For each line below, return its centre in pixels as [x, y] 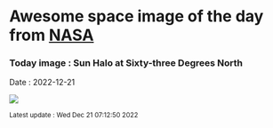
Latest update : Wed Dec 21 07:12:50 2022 [74, 116]
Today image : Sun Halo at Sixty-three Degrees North [126, 63]
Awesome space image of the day [136, 16]
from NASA [52, 35]
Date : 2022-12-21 [42, 83]
